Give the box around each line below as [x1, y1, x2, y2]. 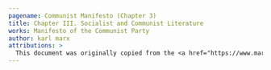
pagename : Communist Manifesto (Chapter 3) [8, 11, 157, 20]
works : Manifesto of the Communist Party [8, 27, 150, 35]
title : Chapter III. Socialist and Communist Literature [8, 19, 204, 27]
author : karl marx [8, 34, 70, 43]
